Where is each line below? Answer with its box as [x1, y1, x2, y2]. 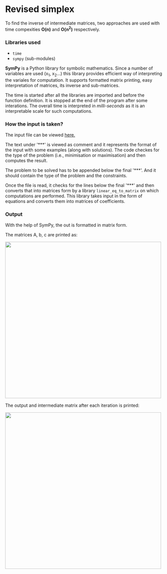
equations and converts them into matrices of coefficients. [5, 198, 126, 204]
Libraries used [5, 39, 41, 46]
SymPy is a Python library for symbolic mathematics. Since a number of [5, 65, 153, 71]
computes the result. [5, 157, 48, 163]
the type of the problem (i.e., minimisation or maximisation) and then [5, 152, 146, 158]
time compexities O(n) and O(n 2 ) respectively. [5, 25, 101, 32]
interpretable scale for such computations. [5, 108, 93, 114]
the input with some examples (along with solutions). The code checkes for [5, 147, 160, 153]
